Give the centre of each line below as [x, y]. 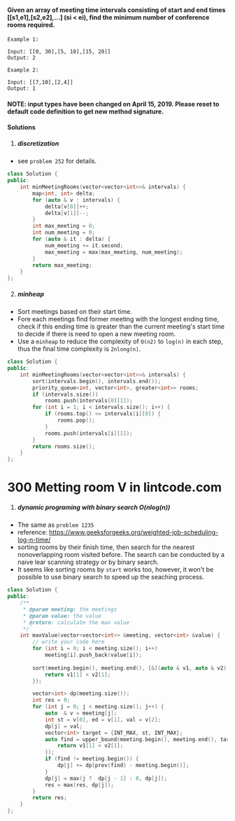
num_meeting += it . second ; [84, 245]
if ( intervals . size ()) [65, 394]
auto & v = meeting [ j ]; [81, 713]
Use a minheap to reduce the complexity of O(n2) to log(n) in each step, [120, 341]
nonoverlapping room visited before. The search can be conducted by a [121, 555]
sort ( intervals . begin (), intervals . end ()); [97, 381]
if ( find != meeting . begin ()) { [92, 759]
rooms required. [31, 25]
